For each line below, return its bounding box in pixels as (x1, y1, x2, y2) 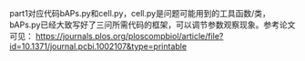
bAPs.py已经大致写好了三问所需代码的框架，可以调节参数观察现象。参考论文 (9, 19, 296, 30)
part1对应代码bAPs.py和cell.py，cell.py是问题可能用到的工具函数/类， (9, 8, 270, 18)
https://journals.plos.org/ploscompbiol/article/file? (35, 31, 224, 41)
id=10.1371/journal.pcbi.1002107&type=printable (9, 41, 188, 52)
